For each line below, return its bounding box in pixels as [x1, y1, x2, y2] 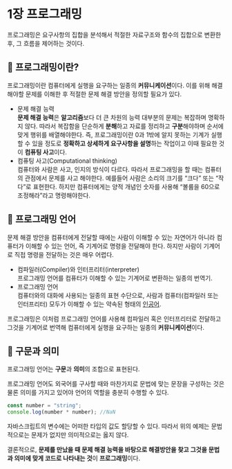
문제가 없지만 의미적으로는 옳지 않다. [30, 431, 129, 439]
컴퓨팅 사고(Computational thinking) [17, 157, 117, 165]
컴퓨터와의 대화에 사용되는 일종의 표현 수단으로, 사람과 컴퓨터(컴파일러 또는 [17, 291, 219, 299]
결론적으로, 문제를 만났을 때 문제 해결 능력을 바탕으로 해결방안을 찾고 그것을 [7, 445, 207, 454]
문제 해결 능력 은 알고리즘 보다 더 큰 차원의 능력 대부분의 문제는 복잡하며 [17, 113, 207, 121]
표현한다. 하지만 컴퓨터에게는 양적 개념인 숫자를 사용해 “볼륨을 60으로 [32, 182, 220, 191]
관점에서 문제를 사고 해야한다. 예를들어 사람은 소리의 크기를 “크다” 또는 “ [24, 174, 219, 182]
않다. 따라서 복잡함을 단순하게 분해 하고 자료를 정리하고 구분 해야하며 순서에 [24, 122, 224, 130]
